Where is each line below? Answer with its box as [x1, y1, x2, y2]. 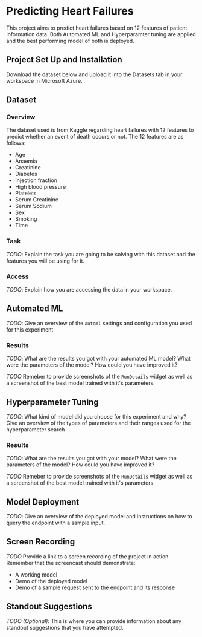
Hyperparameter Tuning [6, 397, 99, 407]
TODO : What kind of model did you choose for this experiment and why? [6, 413, 187, 420]
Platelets [14, 189, 37, 197]
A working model [14, 570, 58, 578]
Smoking [14, 215, 37, 223]
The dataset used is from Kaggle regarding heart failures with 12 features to [6, 126, 194, 134]
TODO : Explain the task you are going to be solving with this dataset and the [6, 250, 196, 258]
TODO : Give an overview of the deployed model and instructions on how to [6, 513, 192, 520]
